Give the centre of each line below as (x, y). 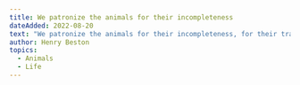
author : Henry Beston (50, 42)
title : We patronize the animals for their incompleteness (121, 17)
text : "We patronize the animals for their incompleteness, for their (143, 34)
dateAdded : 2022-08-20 (51, 26)
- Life (29, 67)
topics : (24, 50)
